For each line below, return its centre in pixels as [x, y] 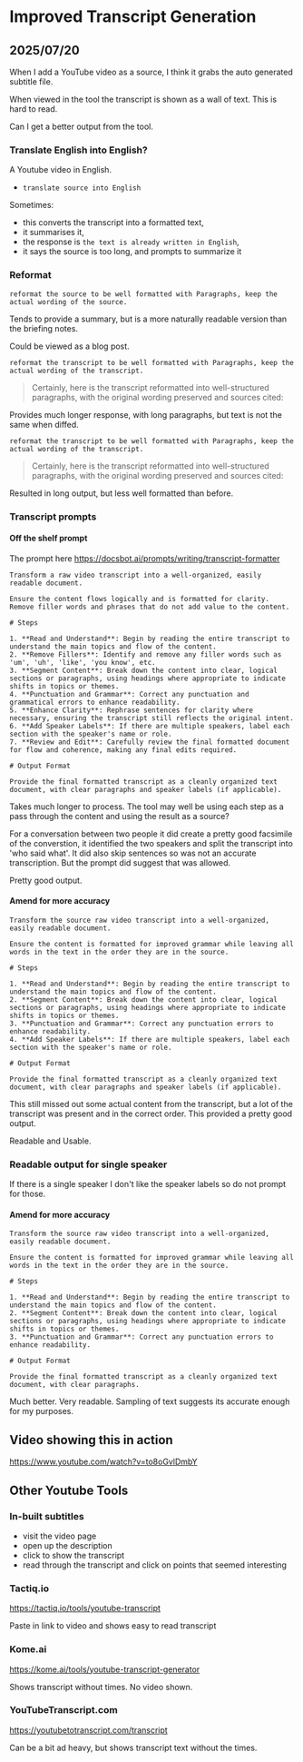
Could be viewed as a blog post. [69, 346]
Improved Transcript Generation [133, 17]
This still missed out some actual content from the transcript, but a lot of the [151, 1104]
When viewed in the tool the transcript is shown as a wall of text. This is [143, 99]
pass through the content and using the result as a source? [119, 816]
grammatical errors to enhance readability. [95, 702]
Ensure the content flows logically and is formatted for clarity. [140, 599]
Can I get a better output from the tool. [82, 126]
